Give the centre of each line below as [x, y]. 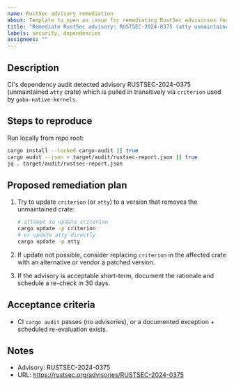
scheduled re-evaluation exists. [62, 329]
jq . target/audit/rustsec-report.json [65, 163]
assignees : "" [28, 40]
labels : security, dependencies [54, 33]
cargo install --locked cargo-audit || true [73, 150]
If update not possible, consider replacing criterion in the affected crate [122, 255]
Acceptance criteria [51, 305]
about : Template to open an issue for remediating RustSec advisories [112, 20]
